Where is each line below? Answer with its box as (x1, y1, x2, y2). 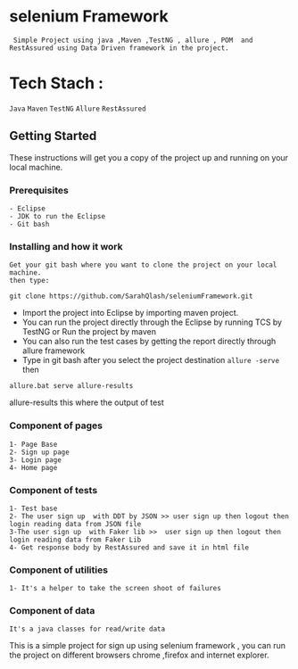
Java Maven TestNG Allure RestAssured (9, 104, 146, 113)
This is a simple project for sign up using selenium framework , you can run (9, 640, 286, 651)
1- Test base (9, 504, 58, 513)
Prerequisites (9, 184, 69, 196)
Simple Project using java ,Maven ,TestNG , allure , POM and (12, 36, 253, 45)
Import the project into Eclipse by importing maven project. (21, 308, 239, 318)
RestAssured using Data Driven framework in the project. (9, 43, 229, 53)
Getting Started (9, 128, 97, 144)
